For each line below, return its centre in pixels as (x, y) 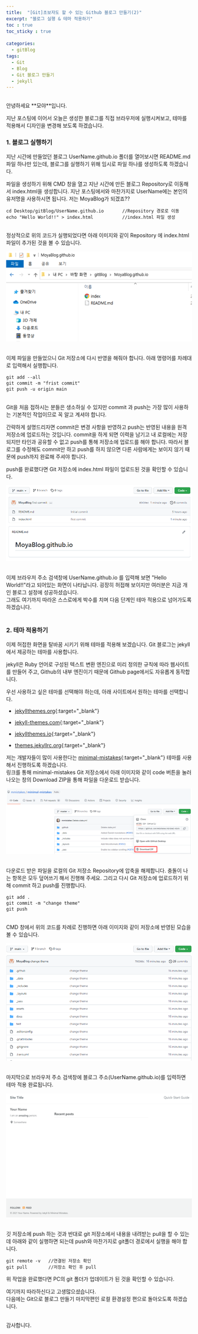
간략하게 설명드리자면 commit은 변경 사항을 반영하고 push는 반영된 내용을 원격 (97, 427)
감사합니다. (19, 1325)
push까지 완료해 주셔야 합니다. (52, 456)
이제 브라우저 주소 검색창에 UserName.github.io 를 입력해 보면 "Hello (86, 578)
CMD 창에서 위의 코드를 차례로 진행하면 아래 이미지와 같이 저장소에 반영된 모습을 (99, 927)
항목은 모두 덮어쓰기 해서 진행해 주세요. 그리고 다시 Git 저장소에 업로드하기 (97, 878)
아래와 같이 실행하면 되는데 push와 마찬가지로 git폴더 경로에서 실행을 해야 (97, 1241)
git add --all (24, 377)
